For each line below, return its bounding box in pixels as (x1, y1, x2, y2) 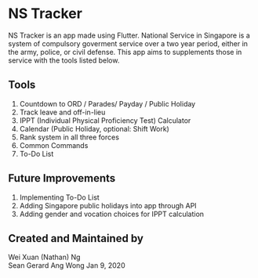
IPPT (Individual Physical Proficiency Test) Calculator (19, 115, 191, 125)
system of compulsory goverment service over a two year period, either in (8, 38, 249, 48)
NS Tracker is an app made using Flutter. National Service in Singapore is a (8, 31, 251, 40)
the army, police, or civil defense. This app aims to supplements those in (8, 47, 242, 56)
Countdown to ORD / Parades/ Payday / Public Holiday (19, 99, 196, 108)
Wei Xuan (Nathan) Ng (8, 252, 81, 262)
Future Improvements (8, 171, 116, 185)
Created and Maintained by (8, 232, 144, 245)
